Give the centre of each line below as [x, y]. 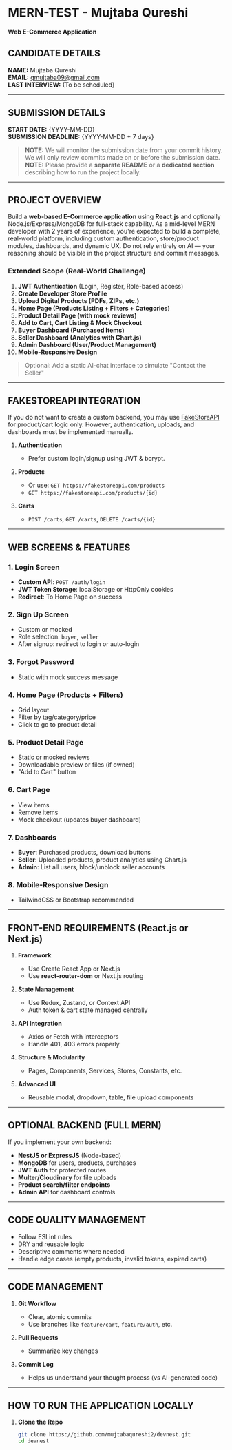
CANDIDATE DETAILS [54, 53]
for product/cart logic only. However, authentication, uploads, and [101, 424]
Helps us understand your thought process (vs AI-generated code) [123, 1377]
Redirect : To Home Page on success [70, 597]
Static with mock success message [68, 677]
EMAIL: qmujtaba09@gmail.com [54, 77]
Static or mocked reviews [54, 757]
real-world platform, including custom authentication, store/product [103, 238]
